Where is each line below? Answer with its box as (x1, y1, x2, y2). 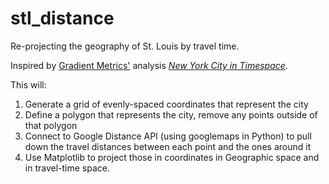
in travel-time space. (24, 162, 110, 174)
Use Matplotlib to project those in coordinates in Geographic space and (24, 151, 320, 163)
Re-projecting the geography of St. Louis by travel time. (10, 40, 240, 52)
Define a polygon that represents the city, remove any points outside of (24, 108, 318, 121)
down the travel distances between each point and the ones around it (24, 140, 312, 152)
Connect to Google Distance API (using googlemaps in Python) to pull (24, 130, 312, 142)
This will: (10, 78, 47, 91)
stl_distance (10, 7, 115, 30)
